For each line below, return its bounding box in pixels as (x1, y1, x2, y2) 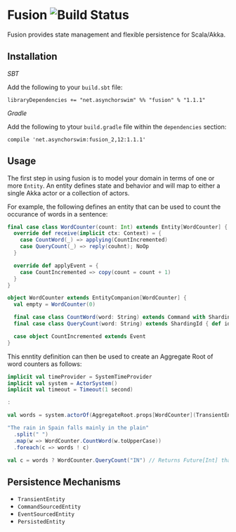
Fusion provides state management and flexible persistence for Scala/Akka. (7, 30, 226, 39)
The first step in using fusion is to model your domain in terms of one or (7, 174, 215, 182)
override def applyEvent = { (13, 262, 99, 269)
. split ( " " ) (13, 431, 49, 438)
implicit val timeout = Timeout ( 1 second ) (7, 387, 133, 394)
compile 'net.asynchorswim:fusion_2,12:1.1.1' (7, 136, 146, 143)
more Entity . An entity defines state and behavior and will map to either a (7, 181, 221, 190)
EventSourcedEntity (17, 511, 75, 518)
